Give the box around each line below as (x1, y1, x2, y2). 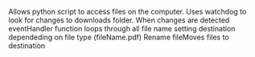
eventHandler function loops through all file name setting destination (8, 24, 236, 33)
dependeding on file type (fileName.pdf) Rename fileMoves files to (8, 32, 229, 42)
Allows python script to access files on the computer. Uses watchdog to (8, 7, 247, 16)
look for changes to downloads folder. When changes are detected (8, 15, 230, 25)
